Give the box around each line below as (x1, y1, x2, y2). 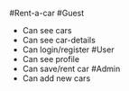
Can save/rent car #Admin (22, 63, 121, 74)
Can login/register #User (22, 44, 115, 55)
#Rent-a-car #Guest (9, 8, 85, 18)
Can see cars (22, 25, 72, 35)
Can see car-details (22, 35, 97, 45)
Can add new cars (22, 73, 91, 84)
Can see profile (22, 54, 79, 64)
